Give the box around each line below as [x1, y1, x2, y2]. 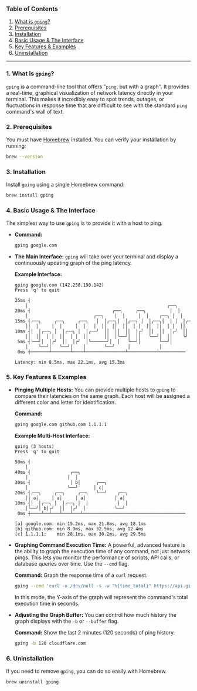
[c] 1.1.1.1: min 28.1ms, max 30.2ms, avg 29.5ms [14, 531, 147, 537]
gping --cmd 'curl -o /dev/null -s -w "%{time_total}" [14, 583, 152, 589]
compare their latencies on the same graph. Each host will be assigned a [14, 393, 191, 400]
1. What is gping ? [6, 69, 55, 78]
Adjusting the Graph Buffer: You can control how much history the [14, 612, 177, 619]
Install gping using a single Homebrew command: [6, 181, 125, 188]
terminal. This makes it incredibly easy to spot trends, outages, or [6, 95, 164, 102]
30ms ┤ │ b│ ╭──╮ [14, 480, 107, 486]
